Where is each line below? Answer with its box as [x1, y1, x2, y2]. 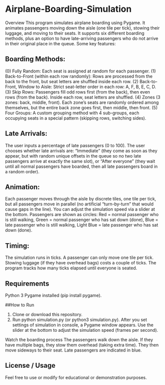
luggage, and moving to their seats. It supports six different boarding [5, 30, 144, 36]
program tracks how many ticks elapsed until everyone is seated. [5, 265, 137, 271]
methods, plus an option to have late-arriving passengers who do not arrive [5, 35, 159, 41]
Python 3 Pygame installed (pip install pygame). [5, 292, 102, 298]
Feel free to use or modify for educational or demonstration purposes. [5, 374, 147, 380]
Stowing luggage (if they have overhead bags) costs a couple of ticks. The [5, 260, 157, 266]
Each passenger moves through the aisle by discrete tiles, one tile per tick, [5, 196, 157, 202]
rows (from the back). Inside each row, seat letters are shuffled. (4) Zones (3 [5, 94, 161, 100]
